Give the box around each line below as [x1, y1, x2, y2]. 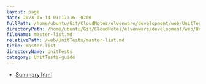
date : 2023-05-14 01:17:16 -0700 [6, 15, 92, 21]
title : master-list [6, 43, 56, 49]
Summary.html [15, 71, 52, 78]
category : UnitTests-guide [6, 54, 75, 60]
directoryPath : [6, 26, 45, 32]
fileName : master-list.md [6, 32, 72, 38]
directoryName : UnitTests [6, 49, 72, 55]
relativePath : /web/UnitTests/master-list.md [6, 37, 124, 43]
